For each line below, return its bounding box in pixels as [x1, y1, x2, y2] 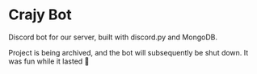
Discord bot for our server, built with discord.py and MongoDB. [8, 32, 218, 42]
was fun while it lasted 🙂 [8, 56, 90, 66]
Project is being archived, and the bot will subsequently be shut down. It [8, 47, 249, 57]
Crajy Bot [8, 6, 73, 24]
